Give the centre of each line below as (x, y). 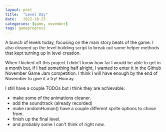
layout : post (19, 10)
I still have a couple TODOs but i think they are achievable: (65, 88)
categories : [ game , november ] (37, 24)
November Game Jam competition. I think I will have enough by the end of (81, 73)
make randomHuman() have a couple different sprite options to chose (84, 109)
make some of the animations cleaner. (52, 98)
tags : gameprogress (25, 28)
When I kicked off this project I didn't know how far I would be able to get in (83, 63)
